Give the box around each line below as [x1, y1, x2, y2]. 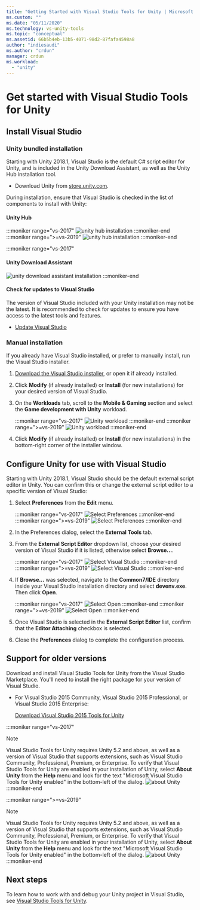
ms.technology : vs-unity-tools [6, 25, 84, 32]
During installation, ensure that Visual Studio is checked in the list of [6, 194, 174, 201]
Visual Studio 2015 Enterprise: [14, 700, 89, 707]
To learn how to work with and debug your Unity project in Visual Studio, [6, 890, 185, 897]
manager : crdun [6, 53, 44, 59]
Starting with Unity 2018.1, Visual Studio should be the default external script [6, 475, 194, 482]
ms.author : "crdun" [6, 48, 55, 54]
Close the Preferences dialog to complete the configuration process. [14, 636, 185, 643]
